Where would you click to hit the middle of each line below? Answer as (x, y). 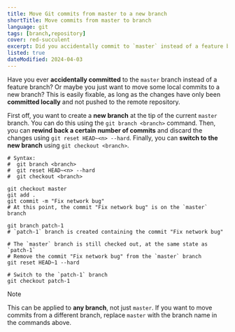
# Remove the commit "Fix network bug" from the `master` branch (104, 256)
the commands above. (40, 322)
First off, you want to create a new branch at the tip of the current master (113, 115)
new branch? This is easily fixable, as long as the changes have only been (114, 94)
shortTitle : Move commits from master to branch (79, 20)
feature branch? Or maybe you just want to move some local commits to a (114, 87)
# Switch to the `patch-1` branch (58, 274)
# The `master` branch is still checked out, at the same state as (108, 244)
